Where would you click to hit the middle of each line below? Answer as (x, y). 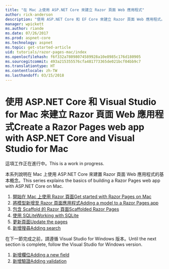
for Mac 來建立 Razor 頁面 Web (70, 115)
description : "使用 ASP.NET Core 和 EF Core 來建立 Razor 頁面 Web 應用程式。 (85, 19)
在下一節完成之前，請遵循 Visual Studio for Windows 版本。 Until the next (81, 239)
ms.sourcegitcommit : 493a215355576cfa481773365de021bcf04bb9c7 (73, 61)
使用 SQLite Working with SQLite (46, 215)
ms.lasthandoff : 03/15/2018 (35, 76)
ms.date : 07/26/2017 (27, 33)
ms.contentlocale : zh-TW (31, 71)
